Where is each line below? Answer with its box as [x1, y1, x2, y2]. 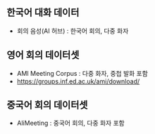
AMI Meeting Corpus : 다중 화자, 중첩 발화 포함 [16, 69, 149, 77]
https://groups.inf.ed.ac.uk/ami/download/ [16, 76, 140, 86]
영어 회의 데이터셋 [6, 49, 80, 61]
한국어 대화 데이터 [6, 6, 80, 19]
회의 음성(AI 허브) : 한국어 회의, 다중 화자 [16, 27, 129, 35]
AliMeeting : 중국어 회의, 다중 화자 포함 [16, 119, 125, 128]
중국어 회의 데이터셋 [6, 99, 88, 111]
